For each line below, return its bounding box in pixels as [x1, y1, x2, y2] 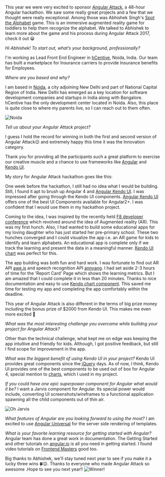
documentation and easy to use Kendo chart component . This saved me [5, 281, 151, 286]
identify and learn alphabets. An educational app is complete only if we [5, 240, 149, 246]
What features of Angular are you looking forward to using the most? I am [5, 415, 155, 421]
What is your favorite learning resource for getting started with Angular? [5, 430, 152, 436]
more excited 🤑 [5, 311, 36, 317]
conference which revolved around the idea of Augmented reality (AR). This [5, 219, 158, 224]
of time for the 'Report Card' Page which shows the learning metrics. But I [5, 270, 155, 276]
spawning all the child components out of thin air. [5, 396, 105, 402]
